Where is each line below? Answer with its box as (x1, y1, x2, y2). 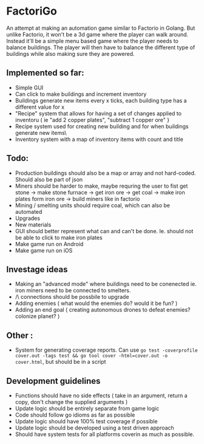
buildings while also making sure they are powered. (6, 50, 135, 57)
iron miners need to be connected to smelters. (15, 287, 131, 294)
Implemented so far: (6, 68, 84, 78)
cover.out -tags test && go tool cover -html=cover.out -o (15, 353, 168, 359)
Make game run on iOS (15, 247, 73, 254)
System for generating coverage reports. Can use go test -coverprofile (15, 346, 198, 353)
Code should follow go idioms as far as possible (15, 411, 135, 418)
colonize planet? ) (15, 313, 60, 320)
